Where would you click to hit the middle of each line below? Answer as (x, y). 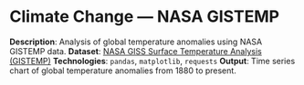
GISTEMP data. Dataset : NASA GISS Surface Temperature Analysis (136, 51)
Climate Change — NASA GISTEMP (145, 17)
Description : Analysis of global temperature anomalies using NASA (136, 42)
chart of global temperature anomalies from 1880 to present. (123, 71)
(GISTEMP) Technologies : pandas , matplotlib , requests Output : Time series (152, 61)
